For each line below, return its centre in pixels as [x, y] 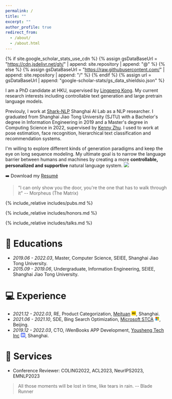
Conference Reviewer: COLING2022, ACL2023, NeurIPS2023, [78, 370]
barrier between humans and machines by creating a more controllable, [82, 159]
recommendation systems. [33, 138]
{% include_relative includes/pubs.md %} [49, 203]
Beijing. [21, 325]
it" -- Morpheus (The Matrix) [48, 193]
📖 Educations [34, 244]
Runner [26, 391]
